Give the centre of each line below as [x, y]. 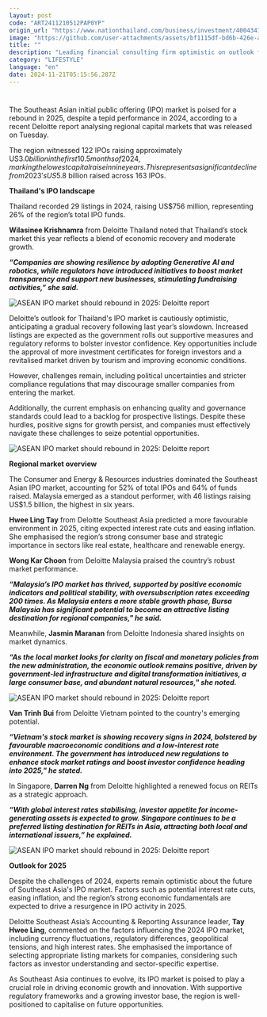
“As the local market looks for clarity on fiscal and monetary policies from [134, 657]
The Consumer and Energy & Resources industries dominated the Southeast [133, 479]
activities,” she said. [44, 287]
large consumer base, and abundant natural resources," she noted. [123, 682]
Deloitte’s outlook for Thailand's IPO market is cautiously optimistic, [119, 318]
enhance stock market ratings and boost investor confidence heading [127, 762]
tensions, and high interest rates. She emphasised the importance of [121, 946]
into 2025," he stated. [46, 770]
